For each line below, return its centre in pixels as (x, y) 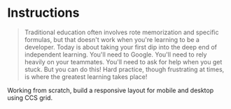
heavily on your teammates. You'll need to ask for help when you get (123, 61)
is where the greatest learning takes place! (86, 77)
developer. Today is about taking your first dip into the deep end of (121, 47)
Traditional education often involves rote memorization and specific (121, 32)
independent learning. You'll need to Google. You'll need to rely (115, 54)
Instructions (43, 13)
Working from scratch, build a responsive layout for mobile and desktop (111, 90)
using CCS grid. (30, 97)
